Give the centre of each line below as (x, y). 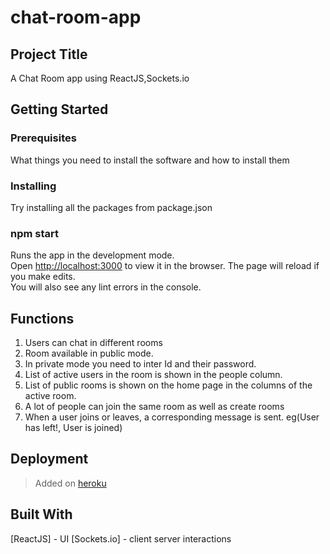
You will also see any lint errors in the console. (106, 287)
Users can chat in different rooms (93, 343)
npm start (35, 233)
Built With (41, 514)
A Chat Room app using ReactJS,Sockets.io (100, 78)
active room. (50, 396)
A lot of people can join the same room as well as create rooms (154, 407)
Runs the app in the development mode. (92, 255)
